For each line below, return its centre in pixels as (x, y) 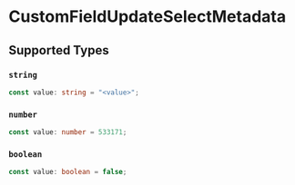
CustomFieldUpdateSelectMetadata (147, 17)
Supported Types (59, 50)
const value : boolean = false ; (68, 172)
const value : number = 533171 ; (68, 132)
